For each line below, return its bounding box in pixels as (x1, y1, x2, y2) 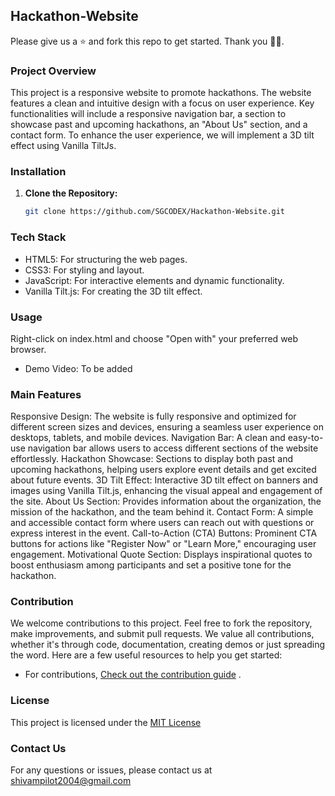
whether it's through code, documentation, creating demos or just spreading (10, 639, 325, 651)
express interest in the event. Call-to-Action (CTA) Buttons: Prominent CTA (10, 527, 318, 539)
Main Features (10, 387, 82, 401)
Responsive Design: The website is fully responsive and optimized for (10, 410, 297, 423)
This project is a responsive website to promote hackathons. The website (10, 87, 312, 99)
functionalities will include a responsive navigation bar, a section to (10, 108, 287, 120)
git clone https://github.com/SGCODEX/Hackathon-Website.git (24, 207, 286, 217)
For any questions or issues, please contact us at (10, 764, 213, 776)
